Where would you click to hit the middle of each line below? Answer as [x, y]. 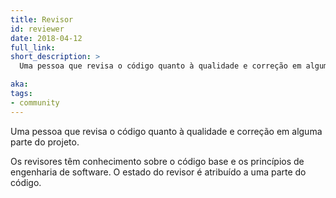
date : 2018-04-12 [46, 38]
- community [35, 102]
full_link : [33, 47]
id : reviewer [37, 29]
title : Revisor [42, 19]
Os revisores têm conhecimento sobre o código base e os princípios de [157, 161]
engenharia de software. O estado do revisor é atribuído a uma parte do [158, 172]
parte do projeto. [45, 142]
